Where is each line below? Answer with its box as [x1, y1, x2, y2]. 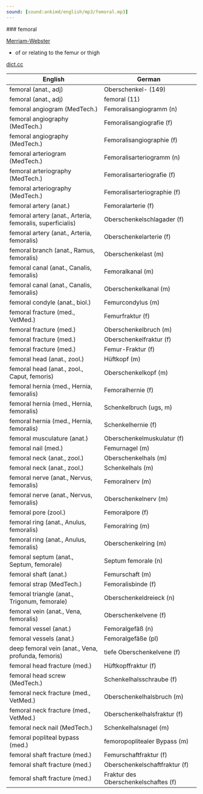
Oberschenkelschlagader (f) [103, 215, 184, 224]
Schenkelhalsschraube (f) [103, 675, 178, 683]
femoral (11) [103, 95, 140, 103]
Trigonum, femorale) [9, 597, 68, 605]
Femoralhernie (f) [103, 386, 154, 394]
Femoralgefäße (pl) [103, 634, 159, 642]
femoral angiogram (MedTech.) [9, 105, 98, 113]
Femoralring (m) [103, 521, 150, 530]
